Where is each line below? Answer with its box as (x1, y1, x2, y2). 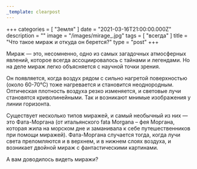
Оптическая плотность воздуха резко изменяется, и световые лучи (6, 87, 181, 94)
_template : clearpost (6, 8, 61, 15)
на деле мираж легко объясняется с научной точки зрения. (6, 63, 161, 70)
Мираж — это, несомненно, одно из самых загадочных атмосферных (6, 49, 187, 57)
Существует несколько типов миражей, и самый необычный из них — (6, 112, 188, 119)
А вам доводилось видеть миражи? (6, 155, 98, 163)
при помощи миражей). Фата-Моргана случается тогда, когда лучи (6, 131, 181, 138)
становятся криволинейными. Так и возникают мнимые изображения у (6, 94, 191, 101)
